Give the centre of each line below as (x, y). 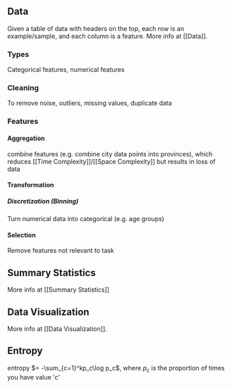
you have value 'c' (34, 377)
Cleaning (23, 88)
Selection (22, 234)
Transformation (31, 185)
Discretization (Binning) (43, 201)
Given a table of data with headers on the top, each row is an (96, 28)
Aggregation (26, 138)
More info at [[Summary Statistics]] (58, 290)
